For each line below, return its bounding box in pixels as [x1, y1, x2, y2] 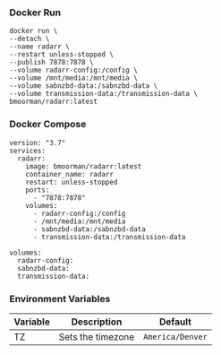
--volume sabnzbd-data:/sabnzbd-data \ [9, 82, 158, 91]
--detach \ [9, 34, 50, 44]
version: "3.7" [9, 138, 66, 147]
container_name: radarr [25, 169, 115, 178]
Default [159, 316, 192, 328]
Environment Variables [9, 292, 111, 305]
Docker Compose [9, 118, 87, 131]
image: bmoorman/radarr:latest [25, 161, 142, 171]
